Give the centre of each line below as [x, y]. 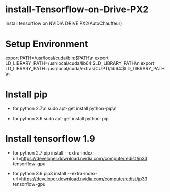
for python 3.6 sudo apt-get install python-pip [60, 118]
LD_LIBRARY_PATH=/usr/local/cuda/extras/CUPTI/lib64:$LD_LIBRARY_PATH [85, 68]
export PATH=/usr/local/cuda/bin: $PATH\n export [57, 58]
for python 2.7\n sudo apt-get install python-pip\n [64, 108]
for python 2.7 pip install [38, 152]
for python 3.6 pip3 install [40, 173]
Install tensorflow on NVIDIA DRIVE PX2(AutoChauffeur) [64, 23]
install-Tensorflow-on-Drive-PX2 [77, 9]
